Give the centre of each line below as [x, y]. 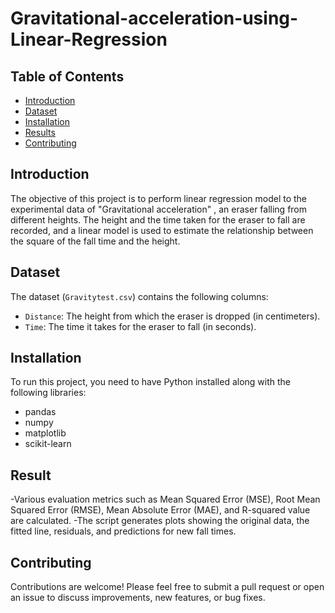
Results [40, 132]
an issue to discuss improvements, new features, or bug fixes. [138, 598]
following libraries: [48, 393]
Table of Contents [67, 76]
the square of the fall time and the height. [95, 241]
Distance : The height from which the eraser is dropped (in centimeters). [172, 316]
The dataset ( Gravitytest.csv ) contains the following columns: [139, 296]
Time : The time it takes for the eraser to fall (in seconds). [140, 326]
